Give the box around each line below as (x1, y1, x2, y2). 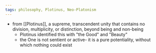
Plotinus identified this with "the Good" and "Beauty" (19, 31, 128, 37)
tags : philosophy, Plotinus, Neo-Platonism (5, 7, 97, 12)
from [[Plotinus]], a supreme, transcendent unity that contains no (12, 21, 145, 27)
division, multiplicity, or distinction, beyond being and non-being (12, 26, 144, 32)
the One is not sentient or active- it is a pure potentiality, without (19, 37, 151, 43)
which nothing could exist (19, 42, 73, 48)
